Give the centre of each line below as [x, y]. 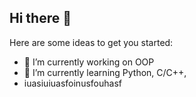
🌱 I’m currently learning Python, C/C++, [105, 72]
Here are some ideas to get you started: [91, 42]
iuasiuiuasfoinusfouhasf [72, 83]
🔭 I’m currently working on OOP [89, 62]
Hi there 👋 [40, 18]
